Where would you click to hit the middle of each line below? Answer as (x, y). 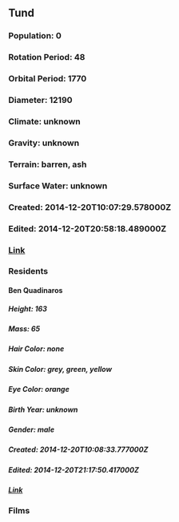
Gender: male (31, 429)
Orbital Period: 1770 (48, 79)
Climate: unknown (45, 121)
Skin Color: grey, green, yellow (60, 369)
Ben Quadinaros (36, 291)
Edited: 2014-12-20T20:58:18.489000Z (88, 228)
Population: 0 (35, 36)
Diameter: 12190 (41, 101)
